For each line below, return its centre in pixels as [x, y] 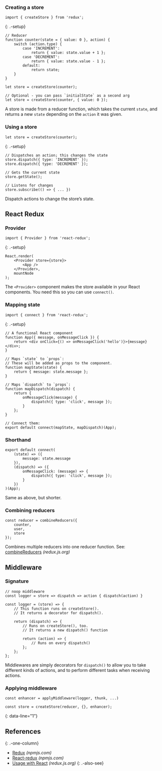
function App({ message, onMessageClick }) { [52, 337]
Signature [17, 581]
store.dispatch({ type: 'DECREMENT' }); [47, 164]
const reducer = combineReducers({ [41, 521]
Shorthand [18, 439]
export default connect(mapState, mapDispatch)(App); [61, 427]
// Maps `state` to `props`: [35, 359]
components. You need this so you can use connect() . [60, 292]
